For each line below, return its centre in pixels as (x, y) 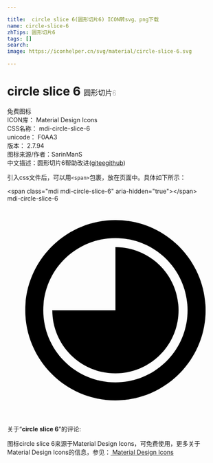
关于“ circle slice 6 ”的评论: (44, 429)
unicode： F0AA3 (32, 137)
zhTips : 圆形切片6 (32, 32)
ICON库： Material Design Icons (52, 120)
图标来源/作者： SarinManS (45, 154)
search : (18, 45)
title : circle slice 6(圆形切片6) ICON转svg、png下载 (83, 19)
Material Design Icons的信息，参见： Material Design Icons (90, 452)
